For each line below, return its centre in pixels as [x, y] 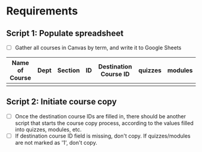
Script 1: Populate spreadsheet [65, 33]
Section [69, 70]
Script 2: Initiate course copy [62, 102]
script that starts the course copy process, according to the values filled [104, 123]
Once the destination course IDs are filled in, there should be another [100, 116]
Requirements [42, 11]
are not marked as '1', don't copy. [56, 143]
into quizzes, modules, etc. [48, 129]
